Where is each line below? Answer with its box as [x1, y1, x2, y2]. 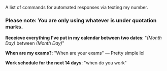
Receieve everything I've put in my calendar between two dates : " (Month [5, 35, 162, 41]
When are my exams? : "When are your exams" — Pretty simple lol [5, 50, 145, 56]
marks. [5, 23, 23, 30]
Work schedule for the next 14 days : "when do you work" [5, 60, 127, 66]
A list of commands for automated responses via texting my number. [5, 5, 148, 10]
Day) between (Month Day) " [5, 40, 64, 46]
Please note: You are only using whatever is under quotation [5, 17, 157, 24]
